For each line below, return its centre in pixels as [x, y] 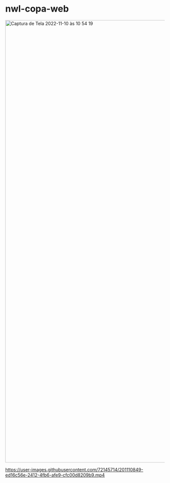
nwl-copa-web [37, 9]
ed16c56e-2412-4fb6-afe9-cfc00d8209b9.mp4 [55, 475]
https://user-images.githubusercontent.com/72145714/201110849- [74, 469]
